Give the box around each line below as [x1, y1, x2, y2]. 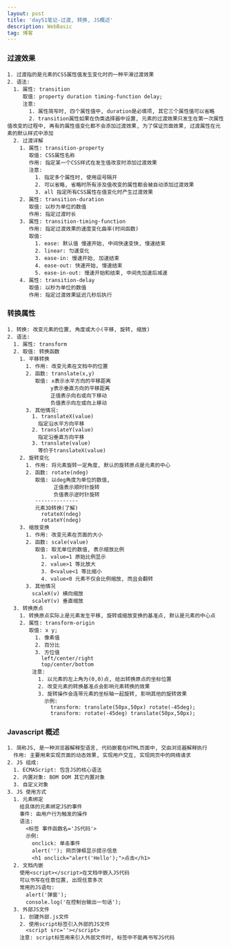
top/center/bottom [41, 661, 94, 668]
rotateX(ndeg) [41, 510, 81, 517]
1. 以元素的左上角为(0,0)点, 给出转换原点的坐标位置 [37, 676, 172, 682]
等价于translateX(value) [37, 447, 106, 454]
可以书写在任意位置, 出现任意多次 [19, 877, 103, 884]
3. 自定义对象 [13, 781, 49, 788]
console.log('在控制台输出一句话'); [25, 899, 122, 906]
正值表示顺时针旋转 [53, 483, 100, 491]
